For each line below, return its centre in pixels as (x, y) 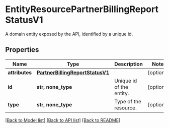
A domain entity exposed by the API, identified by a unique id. (69, 34)
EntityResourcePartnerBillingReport (82, 9)
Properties (22, 50)
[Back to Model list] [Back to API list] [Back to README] (63, 120)
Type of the (128, 101)
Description (129, 64)
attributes (20, 73)
